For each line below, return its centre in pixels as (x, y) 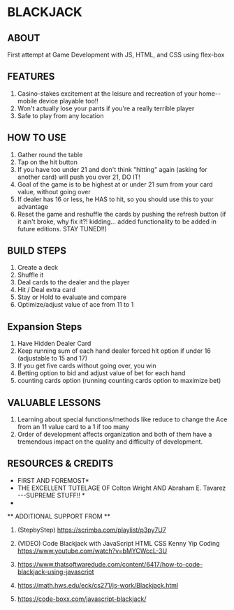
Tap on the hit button (47, 162)
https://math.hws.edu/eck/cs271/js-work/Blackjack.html (98, 585)
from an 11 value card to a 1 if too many (73, 427)
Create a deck (37, 268)
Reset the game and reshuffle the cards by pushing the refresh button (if (122, 214)
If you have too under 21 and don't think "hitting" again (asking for (112, 169)
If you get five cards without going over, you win (87, 366)
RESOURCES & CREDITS (60, 464)
